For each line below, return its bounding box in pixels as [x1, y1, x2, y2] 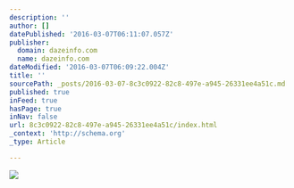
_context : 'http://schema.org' [9, 129, 126, 138]
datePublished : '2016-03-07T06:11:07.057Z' [9, 29, 174, 38]
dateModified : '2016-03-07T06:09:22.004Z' [9, 63, 170, 72]
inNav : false [9, 112, 58, 121]
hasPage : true [9, 104, 63, 113]
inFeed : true [9, 95, 58, 105]
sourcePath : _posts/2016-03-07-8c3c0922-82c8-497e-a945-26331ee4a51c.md [9, 79, 286, 88]
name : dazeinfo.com [17, 54, 90, 63]
